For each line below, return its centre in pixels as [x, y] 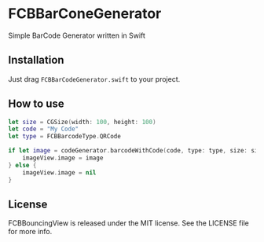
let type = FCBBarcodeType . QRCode [65, 137]
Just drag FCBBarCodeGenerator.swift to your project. [94, 79]
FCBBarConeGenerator [85, 14]
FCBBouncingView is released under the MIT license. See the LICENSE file [128, 223]
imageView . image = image [63, 158]
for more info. [30, 232]
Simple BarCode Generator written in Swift [77, 35]
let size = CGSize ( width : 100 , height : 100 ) [82, 122]
